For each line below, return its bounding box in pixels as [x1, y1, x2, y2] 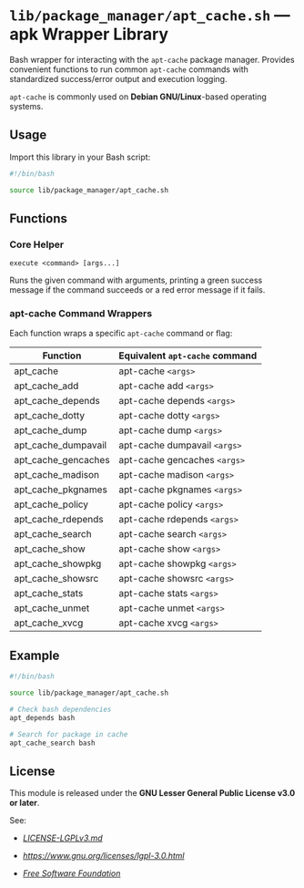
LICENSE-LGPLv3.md [22, 832, 103, 843]
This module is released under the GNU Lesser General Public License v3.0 [9, 788, 296, 799]
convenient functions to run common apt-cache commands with [9, 64, 248, 75]
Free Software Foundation [22, 868, 121, 879]
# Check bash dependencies [9, 705, 112, 715]
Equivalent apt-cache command [118, 349, 258, 362]
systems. [9, 100, 44, 111]
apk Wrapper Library [9, 24, 169, 45]
